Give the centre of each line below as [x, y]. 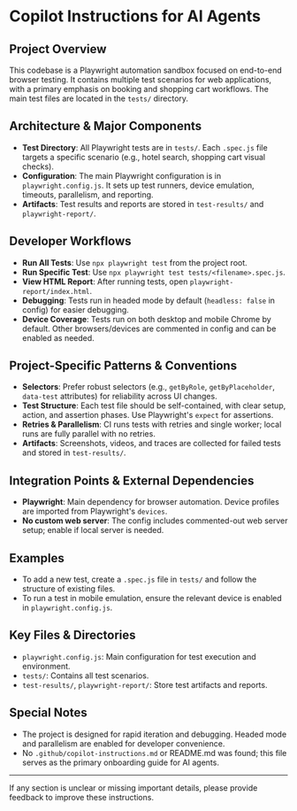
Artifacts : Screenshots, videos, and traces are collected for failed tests [151, 444]
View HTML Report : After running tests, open [105, 282]
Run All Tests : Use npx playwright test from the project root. [134, 262]
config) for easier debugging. [76, 309]
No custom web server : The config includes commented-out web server [155, 521]
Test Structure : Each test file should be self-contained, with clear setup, [154, 405]
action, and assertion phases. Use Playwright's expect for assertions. [148, 415]
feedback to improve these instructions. [82, 797]
